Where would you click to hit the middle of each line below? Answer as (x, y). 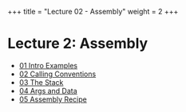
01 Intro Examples (48, 65)
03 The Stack (41, 82)
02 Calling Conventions (57, 74)
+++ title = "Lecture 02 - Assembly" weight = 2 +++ (93, 12)
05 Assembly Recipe (53, 99)
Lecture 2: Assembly (78, 44)
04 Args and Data (48, 91)
